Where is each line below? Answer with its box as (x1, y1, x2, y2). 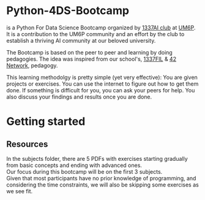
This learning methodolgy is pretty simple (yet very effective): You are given (6, 73, 198, 81)
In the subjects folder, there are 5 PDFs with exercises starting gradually (6, 155, 188, 162)
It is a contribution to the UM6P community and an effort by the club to (6, 30, 185, 37)
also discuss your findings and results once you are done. (6, 93, 152, 100)
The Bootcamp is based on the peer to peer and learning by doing (6, 48, 173, 56)
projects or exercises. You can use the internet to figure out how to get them (6, 80, 199, 87)
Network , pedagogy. (6, 62, 58, 69)
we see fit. (6, 187, 33, 194)
